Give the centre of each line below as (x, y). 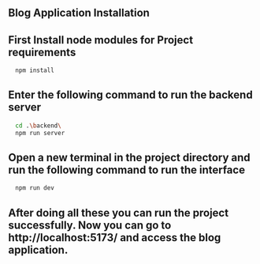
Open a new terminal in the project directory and (129, 158)
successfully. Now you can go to (90, 225)
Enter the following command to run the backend (131, 95)
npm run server (40, 133)
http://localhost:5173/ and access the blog (115, 238)
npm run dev (35, 188)
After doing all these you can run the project (119, 213)
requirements (42, 52)
